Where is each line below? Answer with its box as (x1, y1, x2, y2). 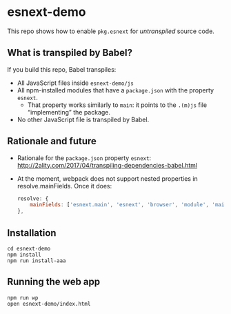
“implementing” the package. (27, 108, 111, 116)
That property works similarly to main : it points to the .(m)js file (27, 101, 208, 109)
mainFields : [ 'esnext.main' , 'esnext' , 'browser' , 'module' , (30, 202, 209, 208)
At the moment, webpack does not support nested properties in (17, 174, 198, 183)
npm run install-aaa (7, 257, 67, 264)
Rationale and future (7, 135, 97, 147)
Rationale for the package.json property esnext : (17, 153, 152, 162)
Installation (7, 227, 57, 239)
